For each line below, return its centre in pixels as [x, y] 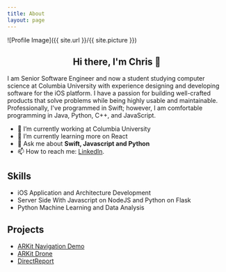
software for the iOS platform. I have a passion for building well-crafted [109, 93]
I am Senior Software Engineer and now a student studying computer [106, 79]
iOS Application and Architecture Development [84, 193]
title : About [26, 14]
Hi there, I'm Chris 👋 [117, 62]
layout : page [26, 20]
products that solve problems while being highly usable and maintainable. [113, 101]
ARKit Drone [35, 253]
